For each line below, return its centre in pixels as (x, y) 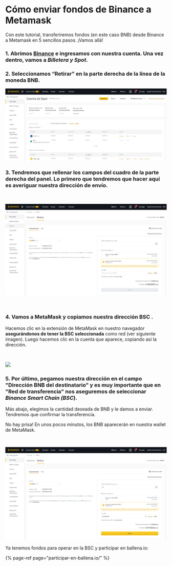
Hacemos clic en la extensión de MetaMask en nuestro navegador (75, 328)
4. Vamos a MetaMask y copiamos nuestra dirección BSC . (79, 317)
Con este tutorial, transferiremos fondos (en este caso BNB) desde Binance (85, 34)
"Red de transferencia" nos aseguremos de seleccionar (76, 391)
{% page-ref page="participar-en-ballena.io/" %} (58, 558)
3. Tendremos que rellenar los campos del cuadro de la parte (82, 172)
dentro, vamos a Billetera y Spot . (47, 60)
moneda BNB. (23, 80)
